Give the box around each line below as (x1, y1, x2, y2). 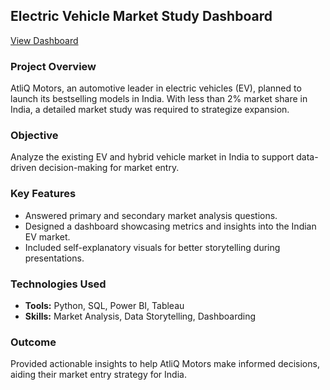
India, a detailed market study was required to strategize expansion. (10, 104, 290, 116)
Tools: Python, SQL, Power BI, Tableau (24, 300, 185, 311)
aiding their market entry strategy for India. (10, 369, 187, 381)
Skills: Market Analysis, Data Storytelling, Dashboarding (24, 310, 257, 322)
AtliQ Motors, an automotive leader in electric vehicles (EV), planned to (10, 82, 302, 94)
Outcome (10, 335, 57, 349)
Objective (10, 129, 59, 143)
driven (10, 162, 37, 174)
